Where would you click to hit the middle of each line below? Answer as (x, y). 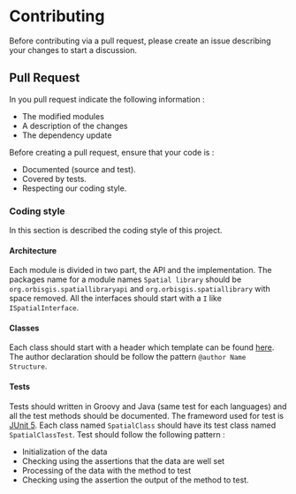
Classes (24, 328)
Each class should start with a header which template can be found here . (142, 347)
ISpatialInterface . (44, 308)
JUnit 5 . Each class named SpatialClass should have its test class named (143, 425)
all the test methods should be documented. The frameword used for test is (147, 415)
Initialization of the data (65, 452)
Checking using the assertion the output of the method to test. (135, 480)
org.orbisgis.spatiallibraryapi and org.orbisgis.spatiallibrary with (140, 289)
